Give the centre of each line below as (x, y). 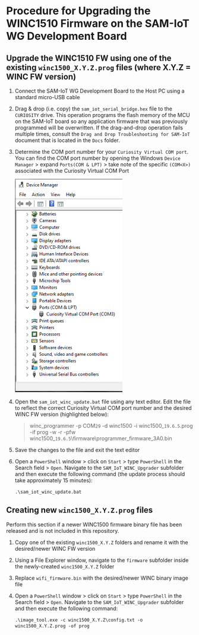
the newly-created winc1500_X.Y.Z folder (64, 566)
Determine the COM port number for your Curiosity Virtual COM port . (102, 152)
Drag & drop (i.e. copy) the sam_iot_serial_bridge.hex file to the (94, 109)
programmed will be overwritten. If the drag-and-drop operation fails (99, 128)
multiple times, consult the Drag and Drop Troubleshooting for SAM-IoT (102, 134)
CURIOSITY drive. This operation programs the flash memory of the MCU (102, 115)
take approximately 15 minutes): (54, 480)
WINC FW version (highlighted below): (61, 414)
